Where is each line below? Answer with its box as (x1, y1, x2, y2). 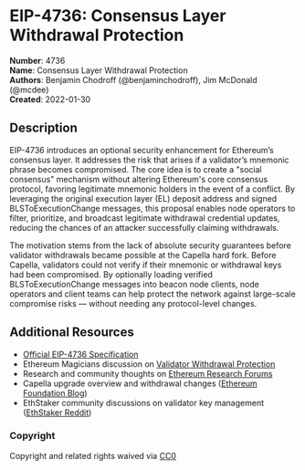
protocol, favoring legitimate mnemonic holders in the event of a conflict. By (9, 183, 295, 194)
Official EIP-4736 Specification (22, 349, 139, 360)
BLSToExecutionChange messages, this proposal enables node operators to (9, 203, 296, 214)
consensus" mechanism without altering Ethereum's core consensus (9, 173, 268, 184)
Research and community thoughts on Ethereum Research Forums (22, 368, 273, 379)
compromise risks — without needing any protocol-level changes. (9, 298, 258, 308)
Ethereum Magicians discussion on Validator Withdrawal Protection (22, 358, 276, 370)
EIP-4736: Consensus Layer (9, 5, 226, 26)
